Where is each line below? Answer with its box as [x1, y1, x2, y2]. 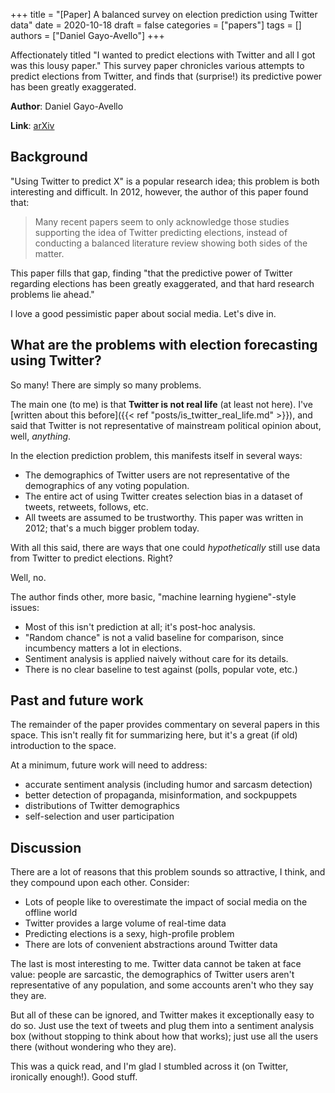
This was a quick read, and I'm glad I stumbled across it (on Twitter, [10, 1060, 289, 1073]
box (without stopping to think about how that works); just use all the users [10, 1030, 319, 1043]
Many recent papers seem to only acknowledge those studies [34, 215, 290, 228]
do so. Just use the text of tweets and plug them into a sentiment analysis [10, 1020, 315, 1032]
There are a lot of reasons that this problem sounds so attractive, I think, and [10, 866, 326, 878]
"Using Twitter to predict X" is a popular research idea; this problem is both [10, 175, 320, 187]
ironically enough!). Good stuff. [10, 1071, 138, 1083]
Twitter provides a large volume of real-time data [24, 917, 227, 929]
